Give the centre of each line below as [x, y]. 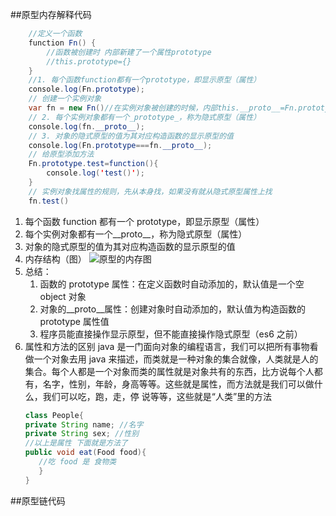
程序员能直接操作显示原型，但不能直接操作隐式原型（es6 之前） [171, 334]
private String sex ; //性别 [82, 434]
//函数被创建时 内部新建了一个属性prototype [129, 52]
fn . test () [49, 201]
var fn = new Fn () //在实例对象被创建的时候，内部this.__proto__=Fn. [163, 108]
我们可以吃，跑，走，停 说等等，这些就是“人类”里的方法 [157, 396]
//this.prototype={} [89, 61]
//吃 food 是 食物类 [77, 462]
